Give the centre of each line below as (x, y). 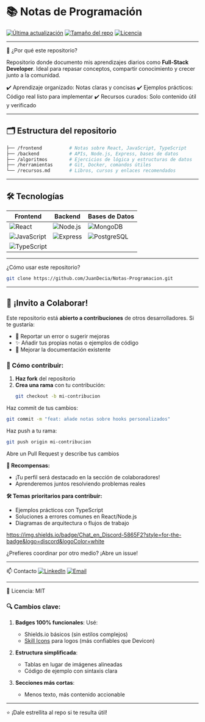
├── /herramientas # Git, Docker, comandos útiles (79, 165)
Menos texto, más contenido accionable (74, 694)
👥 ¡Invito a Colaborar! (47, 303)
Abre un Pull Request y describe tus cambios (63, 453)
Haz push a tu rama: (32, 431)
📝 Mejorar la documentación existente (63, 349)
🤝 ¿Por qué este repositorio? (42, 50)
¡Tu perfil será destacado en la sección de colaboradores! (88, 477)
